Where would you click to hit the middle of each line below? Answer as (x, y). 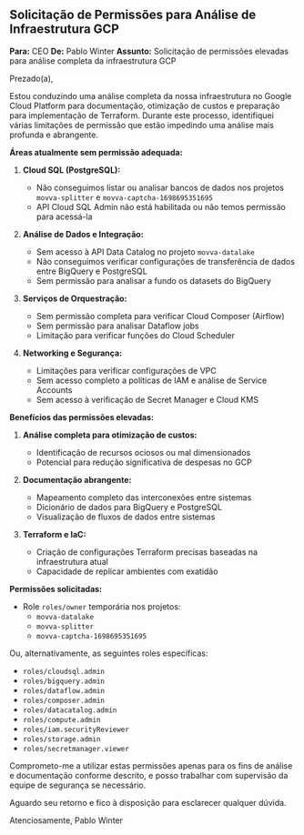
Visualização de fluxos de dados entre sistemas (126, 517)
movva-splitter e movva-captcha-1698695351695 (125, 197)
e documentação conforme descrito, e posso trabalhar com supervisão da (149, 775)
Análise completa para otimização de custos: (110, 435)
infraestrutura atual (72, 561)
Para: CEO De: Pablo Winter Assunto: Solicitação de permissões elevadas (149, 51)
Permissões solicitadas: (56, 589)
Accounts (54, 389)
